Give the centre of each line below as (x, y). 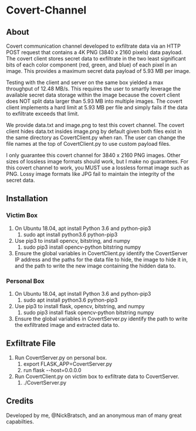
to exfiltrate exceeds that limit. (43, 113)
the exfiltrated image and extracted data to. (67, 325)
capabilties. (20, 422)
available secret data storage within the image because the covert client (93, 95)
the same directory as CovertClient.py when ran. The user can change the (96, 138)
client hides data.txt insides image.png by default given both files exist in (94, 131)
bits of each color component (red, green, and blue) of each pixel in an (92, 65)
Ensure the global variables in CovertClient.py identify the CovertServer (101, 253)
